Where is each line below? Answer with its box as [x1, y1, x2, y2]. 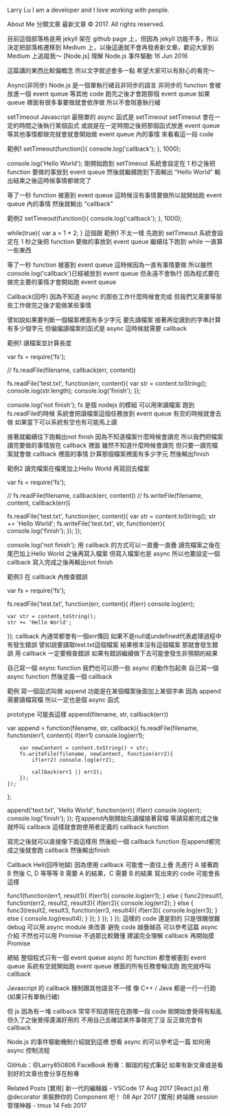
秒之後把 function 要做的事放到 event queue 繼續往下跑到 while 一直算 [25, 237, 223, 245]
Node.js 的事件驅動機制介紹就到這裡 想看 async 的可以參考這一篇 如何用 [7, 1038, 211, 1046]
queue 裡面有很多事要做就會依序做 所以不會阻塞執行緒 [7, 98, 161, 106]
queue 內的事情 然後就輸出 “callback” [7, 199, 113, 208]
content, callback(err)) [7, 499, 71, 507]
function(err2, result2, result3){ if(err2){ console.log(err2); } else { [7, 899, 194, 907]
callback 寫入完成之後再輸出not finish [7, 558, 113, 566]
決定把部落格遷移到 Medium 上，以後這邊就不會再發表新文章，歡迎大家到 [7, 43, 214, 51]
